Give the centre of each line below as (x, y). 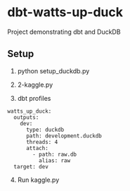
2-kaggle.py (35, 85)
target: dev (31, 166)
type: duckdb (45, 130)
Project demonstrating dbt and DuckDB (64, 32)
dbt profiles (34, 98)
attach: (37, 148)
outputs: (26, 117)
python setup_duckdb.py (53, 70)
